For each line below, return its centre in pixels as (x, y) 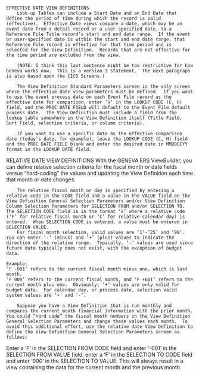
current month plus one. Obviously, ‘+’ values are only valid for (93, 285)
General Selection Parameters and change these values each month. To (97, 321)
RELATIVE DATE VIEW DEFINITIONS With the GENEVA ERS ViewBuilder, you (99, 160)
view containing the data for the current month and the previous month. (94, 367)
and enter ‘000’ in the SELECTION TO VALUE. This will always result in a (95, 361)
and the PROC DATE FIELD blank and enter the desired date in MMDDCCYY (97, 144)
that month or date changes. (41, 180)
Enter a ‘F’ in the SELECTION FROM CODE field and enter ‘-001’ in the (91, 348)
